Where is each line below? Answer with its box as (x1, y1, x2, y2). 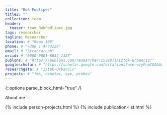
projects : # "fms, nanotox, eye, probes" (5, 72, 92, 77)
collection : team (5, 16, 41, 21)
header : (5, 21, 21, 26)
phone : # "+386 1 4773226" (5, 44, 61, 49)
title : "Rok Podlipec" (5, 7, 52, 12)
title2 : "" (5, 12, 28, 17)
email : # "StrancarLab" (5, 48, 55, 53)
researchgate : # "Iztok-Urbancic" (5, 67, 77, 72)
